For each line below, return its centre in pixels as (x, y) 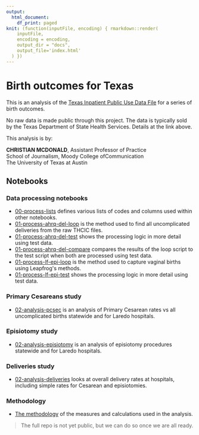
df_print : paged (37, 23)
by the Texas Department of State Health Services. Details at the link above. (99, 127)
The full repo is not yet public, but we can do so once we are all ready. (107, 425)
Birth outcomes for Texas (70, 86)
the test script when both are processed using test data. (84, 256)
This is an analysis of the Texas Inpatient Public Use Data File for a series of (99, 102)
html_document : (30, 17)
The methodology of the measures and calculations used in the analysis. (104, 414)
